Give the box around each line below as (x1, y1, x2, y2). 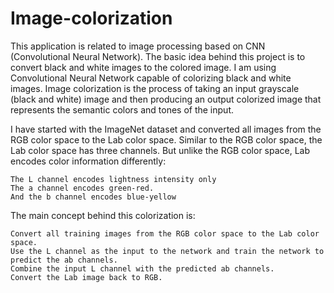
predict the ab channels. (10, 255, 118, 265)
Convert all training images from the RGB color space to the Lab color (10, 228, 320, 239)
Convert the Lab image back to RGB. (10, 272, 163, 282)
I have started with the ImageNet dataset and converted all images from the (10, 123, 322, 135)
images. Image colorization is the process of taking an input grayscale (10, 82, 300, 94)
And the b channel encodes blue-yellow (10, 192, 177, 202)
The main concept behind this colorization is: (10, 209, 196, 221)
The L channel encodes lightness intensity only (10, 174, 217, 184)
